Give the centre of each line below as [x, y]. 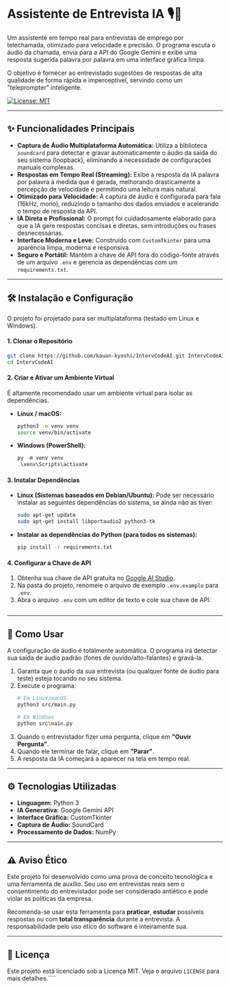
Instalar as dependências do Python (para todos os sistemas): [107, 535]
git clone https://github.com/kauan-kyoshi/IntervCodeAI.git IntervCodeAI [116, 356]
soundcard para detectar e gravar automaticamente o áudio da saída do [117, 152]
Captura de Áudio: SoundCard [60, 825]
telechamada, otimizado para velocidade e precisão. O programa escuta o [111, 45]
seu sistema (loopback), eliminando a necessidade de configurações [114, 160]
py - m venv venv [40, 458]
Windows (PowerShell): [51, 446]
